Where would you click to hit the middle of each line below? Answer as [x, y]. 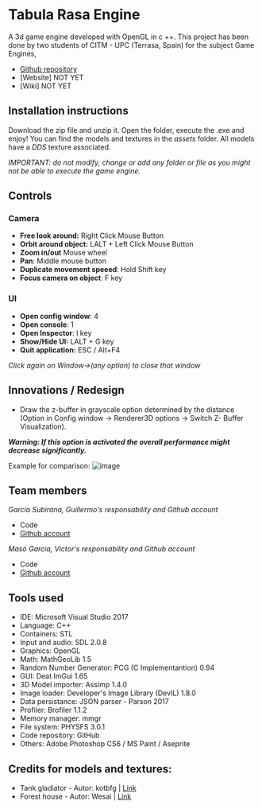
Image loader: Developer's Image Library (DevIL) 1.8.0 [108, 693]
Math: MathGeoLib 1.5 [56, 659]
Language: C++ [45, 625]
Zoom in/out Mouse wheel [63, 253]
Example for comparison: [49, 465]
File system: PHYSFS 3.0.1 [62, 727]
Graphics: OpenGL [50, 651]
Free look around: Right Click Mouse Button [92, 235]
